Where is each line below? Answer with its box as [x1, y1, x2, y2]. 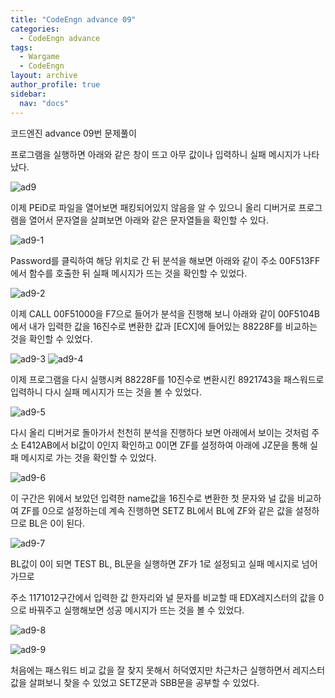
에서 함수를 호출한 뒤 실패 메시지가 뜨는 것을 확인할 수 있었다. [10, 267, 248, 279]
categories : [10, 24, 60, 34]
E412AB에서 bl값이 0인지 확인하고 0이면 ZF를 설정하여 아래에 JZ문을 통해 [20, 439, 308, 451]
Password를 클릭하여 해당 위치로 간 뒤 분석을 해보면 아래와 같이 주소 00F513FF [10, 254, 321, 266]
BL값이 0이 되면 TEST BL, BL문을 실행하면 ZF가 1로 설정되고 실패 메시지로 [10, 557, 300, 570]
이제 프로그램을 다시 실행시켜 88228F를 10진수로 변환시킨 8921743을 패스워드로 [10, 373, 325, 385]
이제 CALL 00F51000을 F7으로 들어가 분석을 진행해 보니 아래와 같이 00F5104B [10, 307, 320, 320]
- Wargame [19, 52, 60, 62]
